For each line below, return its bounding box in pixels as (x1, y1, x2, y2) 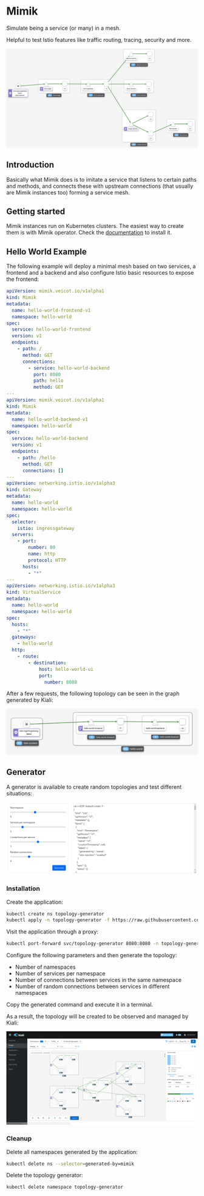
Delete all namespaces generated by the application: (6, 1148, 138, 1155)
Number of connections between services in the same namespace (15, 977, 182, 984)
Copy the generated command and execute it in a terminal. (6, 1001, 154, 1008)
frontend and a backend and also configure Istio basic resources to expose (6, 269, 194, 277)
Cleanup (6, 1135, 32, 1143)
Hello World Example (6, 246, 87, 256)
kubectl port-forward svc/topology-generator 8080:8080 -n (6, 941, 159, 947)
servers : (12, 532, 34, 538)
